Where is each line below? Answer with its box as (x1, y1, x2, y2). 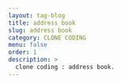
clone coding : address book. (15, 63, 115, 71)
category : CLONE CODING (8, 33, 87, 42)
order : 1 (8, 48, 37, 56)
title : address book (8, 19, 77, 27)
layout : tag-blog (8, 11, 66, 20)
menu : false (8, 41, 47, 49)
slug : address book (8, 26, 73, 34)
